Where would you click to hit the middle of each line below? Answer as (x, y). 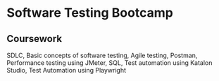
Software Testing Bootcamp (90, 13)
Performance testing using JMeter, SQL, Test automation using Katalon (109, 63)
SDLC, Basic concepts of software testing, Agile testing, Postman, (102, 55)
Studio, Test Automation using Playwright (67, 70)
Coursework (35, 39)
